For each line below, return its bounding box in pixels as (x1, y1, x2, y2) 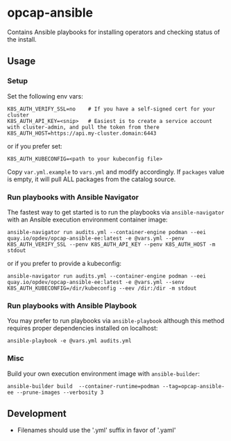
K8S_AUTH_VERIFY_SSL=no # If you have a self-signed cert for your (7, 106, 216, 113)
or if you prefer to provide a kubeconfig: (7, 259, 122, 267)
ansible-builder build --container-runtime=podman (7, 383, 160, 390)
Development (7, 408, 67, 419)
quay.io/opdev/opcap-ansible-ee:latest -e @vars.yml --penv (7, 235, 185, 242)
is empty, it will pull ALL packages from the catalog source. (7, 175, 176, 183)
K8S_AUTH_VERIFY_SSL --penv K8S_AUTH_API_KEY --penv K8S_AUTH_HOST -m (7, 241, 216, 248)
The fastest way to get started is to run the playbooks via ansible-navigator (7, 208, 225, 216)
